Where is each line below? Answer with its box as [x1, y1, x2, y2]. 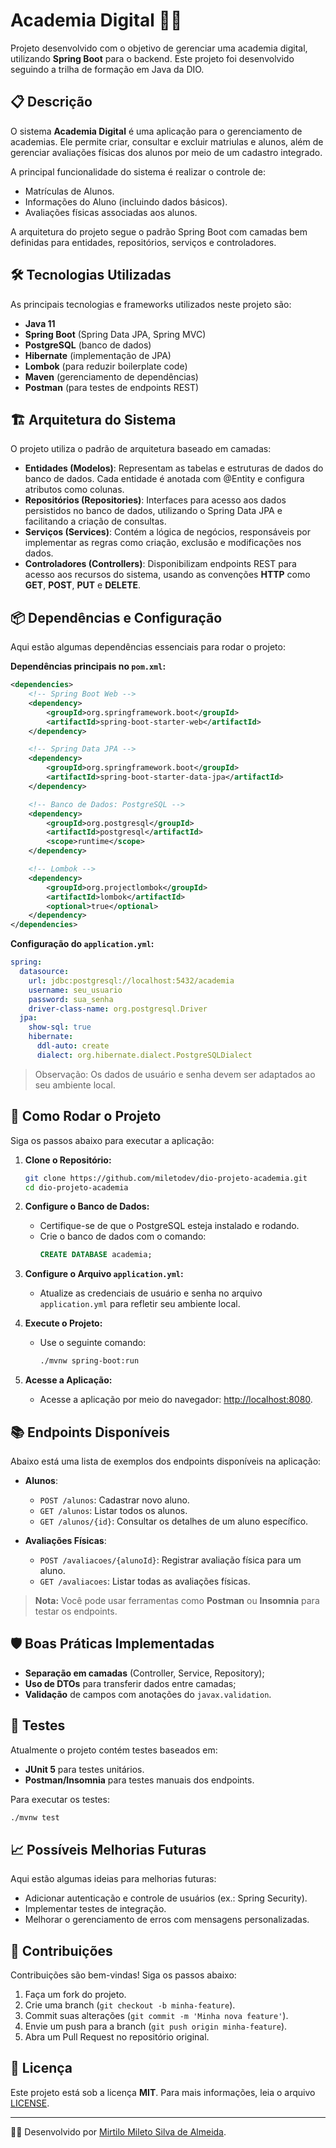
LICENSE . [10, 2097, 50, 2109]
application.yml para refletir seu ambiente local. [39, 1298, 241, 1310]
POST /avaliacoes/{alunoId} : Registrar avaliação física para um [39, 1554, 302, 1566]
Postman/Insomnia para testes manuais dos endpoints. [24, 1774, 255, 1786]
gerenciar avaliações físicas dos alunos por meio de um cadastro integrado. [10, 146, 323, 158]
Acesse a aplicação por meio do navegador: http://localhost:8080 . [39, 1394, 313, 1406]
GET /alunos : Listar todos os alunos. [39, 1504, 188, 1516]
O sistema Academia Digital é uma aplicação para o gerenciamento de [10, 125, 303, 137]
